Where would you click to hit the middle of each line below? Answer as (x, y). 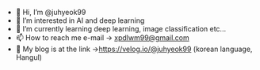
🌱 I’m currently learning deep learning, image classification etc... (121, 29)
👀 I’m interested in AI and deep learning (80, 20)
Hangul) (29, 57)
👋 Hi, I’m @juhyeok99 (51, 12)
